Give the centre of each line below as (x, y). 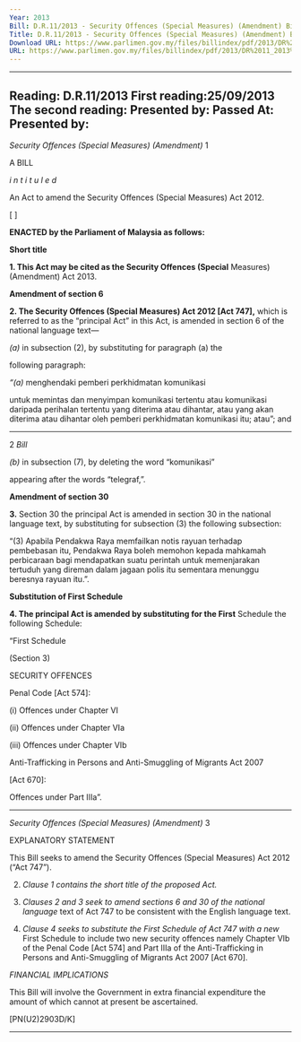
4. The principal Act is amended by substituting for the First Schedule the (148, 613)
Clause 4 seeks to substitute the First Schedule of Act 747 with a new (150, 928)
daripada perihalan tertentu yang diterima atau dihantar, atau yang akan (142, 409)
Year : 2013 (30, 17)
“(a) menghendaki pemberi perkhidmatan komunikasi (107, 382)
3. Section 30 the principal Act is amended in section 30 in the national (140, 514)
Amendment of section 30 (59, 496)
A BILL (21, 162)
